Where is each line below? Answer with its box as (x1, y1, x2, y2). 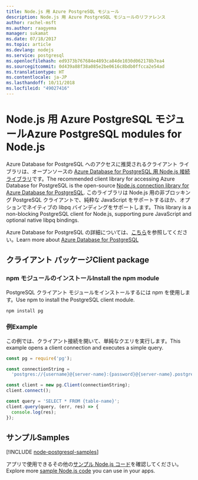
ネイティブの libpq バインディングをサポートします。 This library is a (26, 203, 192, 211)
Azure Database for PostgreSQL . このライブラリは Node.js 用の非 (6, 189, 165, 196)
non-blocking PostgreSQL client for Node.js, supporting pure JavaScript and (6, 210, 192, 217)
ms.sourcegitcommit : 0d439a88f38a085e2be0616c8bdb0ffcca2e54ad (6, 63, 165, 70)
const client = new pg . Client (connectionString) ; (6, 382, 131, 388)
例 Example (6, 323, 38, 331)
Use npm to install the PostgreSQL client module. (15, 296, 135, 303)
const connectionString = (6, 366, 70, 372)
